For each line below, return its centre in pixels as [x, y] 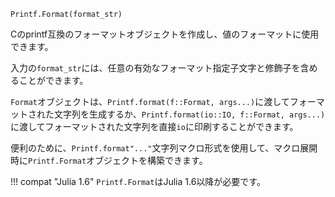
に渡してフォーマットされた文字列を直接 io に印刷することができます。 [154, 126]
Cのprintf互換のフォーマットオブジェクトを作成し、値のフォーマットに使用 [165, 34]
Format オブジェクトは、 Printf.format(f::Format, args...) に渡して [150, 101]
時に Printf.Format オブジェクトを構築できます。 [109, 160]
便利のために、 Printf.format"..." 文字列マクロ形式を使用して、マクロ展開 [164, 148]
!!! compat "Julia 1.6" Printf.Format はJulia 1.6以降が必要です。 [138, 181]
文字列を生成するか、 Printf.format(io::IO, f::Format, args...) [189, 114]
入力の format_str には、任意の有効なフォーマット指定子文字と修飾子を [155, 68]
